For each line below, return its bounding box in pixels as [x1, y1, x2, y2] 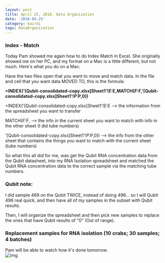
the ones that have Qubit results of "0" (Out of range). [5, 217, 115, 223]
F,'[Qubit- [138, 88, 159, 94]
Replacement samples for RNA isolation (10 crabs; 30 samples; [5, 229, 160, 236]
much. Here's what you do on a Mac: [5, 64, 81, 70]
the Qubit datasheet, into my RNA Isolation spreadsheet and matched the [5, 158, 155, 164]
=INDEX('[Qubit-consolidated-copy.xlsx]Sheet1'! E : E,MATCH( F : [5, 88, 139, 94]
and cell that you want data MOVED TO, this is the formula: [5, 79, 125, 85]
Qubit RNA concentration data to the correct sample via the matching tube [5, 163, 157, 169]
